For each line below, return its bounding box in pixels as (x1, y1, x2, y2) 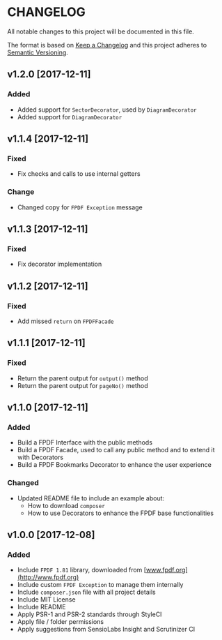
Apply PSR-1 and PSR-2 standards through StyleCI (17, 610, 162, 618)
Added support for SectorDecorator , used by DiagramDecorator (17, 105, 197, 114)
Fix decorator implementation (17, 260, 102, 269)
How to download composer (27, 501, 106, 509)
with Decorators (17, 453, 64, 461)
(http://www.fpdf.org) (17, 573, 79, 581)
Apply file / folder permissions (17, 618, 104, 626)
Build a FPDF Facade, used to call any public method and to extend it (17, 446, 215, 454)
